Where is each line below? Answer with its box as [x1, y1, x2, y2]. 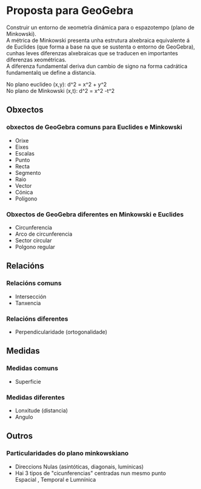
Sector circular [15, 236, 53, 244]
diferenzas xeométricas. [6, 56, 67, 63]
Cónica [15, 188, 33, 196]
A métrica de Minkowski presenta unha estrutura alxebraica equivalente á [6, 36, 190, 44]
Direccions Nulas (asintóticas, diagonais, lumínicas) [15, 463, 144, 470]
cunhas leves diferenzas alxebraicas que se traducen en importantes [6, 49, 179, 56]
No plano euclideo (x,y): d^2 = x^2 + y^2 [6, 80, 107, 88]
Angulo [15, 413, 33, 420]
